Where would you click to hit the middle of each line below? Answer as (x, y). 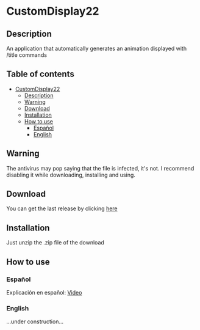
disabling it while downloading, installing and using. (71, 175)
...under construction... (35, 321)
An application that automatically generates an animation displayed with (97, 48)
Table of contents (40, 74)
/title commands (27, 55)
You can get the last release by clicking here (62, 208)
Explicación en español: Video (44, 292)
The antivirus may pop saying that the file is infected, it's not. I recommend (100, 168)
